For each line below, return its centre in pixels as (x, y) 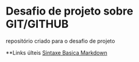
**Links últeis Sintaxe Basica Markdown (56, 52)
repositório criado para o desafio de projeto (60, 41)
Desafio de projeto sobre (69, 11)
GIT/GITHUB (37, 24)
